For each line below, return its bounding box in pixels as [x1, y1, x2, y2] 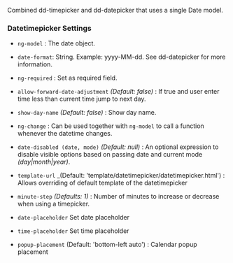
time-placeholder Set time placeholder [17, 227, 129, 235]
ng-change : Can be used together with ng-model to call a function [17, 122, 204, 130]
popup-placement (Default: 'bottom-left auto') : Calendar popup [17, 241, 197, 249]
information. [17, 60, 52, 69]
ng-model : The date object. [17, 39, 96, 48]
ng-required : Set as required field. [17, 73, 118, 83]
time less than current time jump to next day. [17, 94, 146, 104]
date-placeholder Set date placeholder [17, 213, 129, 222]
